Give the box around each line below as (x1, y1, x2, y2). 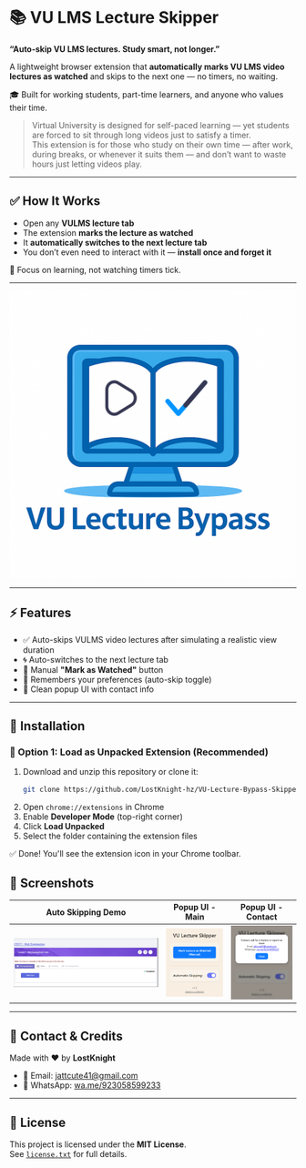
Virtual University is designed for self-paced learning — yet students (31, 119, 290, 130)
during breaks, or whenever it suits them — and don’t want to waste (31, 148, 287, 159)
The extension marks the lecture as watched (22, 227, 194, 238)
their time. (9, 102, 48, 113)
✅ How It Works (9, 193, 101, 209)
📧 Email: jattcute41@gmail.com (22, 1071, 138, 1082)
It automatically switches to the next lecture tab (22, 237, 208, 248)
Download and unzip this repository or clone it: (22, 767, 199, 777)
